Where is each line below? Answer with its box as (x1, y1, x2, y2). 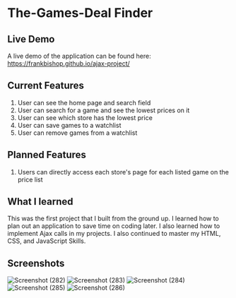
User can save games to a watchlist (17, 121, 122, 129)
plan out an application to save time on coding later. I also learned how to (7, 222, 220, 230)
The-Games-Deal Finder (7, 5, 153, 21)
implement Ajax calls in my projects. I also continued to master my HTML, (7, 230, 221, 238)
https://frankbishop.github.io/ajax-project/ (7, 59, 131, 68)
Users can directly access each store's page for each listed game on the (17, 167, 230, 176)
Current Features (7, 80, 85, 92)
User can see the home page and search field (17, 98, 151, 107)
